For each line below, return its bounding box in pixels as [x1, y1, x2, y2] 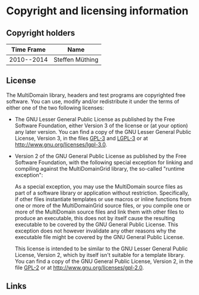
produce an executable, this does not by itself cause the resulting [14, 214, 175, 221]
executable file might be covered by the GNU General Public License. [14, 233, 185, 240]
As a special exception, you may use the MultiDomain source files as [14, 183, 183, 190]
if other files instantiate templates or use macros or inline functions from [14, 195, 192, 203]
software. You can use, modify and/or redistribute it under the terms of [6, 98, 179, 105]
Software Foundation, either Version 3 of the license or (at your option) [14, 122, 188, 129]
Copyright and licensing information [6, 4, 189, 18]
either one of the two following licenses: [6, 104, 105, 111]
